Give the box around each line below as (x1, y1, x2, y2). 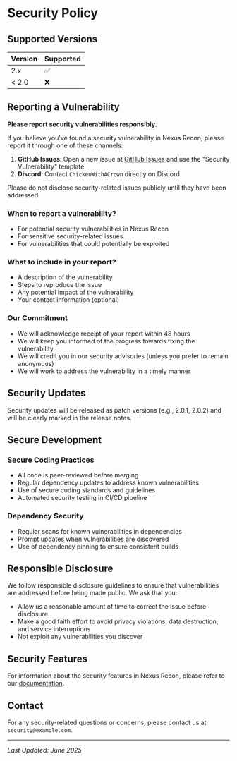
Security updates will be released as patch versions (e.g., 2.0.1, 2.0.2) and (7, 406, 222, 414)
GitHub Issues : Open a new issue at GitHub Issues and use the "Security (17, 154, 230, 163)
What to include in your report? (7, 257, 116, 267)
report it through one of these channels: (7, 141, 123, 150)
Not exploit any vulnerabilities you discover (17, 633, 143, 641)
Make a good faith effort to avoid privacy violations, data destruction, (17, 617, 219, 626)
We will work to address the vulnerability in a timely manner (17, 367, 191, 375)
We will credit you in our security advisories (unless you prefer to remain (17, 351, 229, 360)
